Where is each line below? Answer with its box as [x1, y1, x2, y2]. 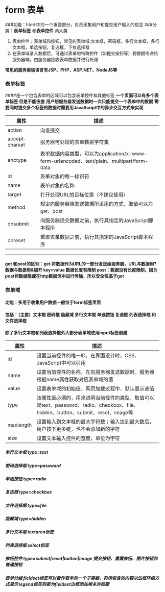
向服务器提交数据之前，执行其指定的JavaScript [40, 217, 148, 224]
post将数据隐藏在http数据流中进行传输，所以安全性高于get [5, 273, 124, 279]
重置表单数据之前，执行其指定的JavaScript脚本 [40, 234, 148, 241]
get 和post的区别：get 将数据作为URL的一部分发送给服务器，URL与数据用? [5, 261, 157, 267]
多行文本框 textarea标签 [5, 529, 54, 535]
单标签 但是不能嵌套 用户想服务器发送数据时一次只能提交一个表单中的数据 [5, 99, 153, 104]
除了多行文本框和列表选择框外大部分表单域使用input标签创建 [5, 329, 128, 336]
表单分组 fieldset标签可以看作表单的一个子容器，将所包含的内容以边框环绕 [5, 575, 155, 581]
